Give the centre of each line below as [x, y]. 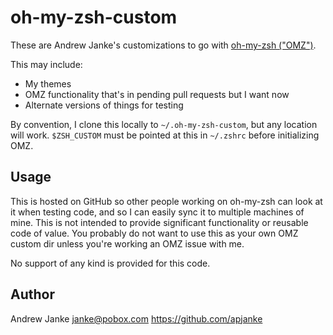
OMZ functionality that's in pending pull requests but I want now [157, 94]
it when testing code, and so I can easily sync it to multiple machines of [157, 212]
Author [32, 294]
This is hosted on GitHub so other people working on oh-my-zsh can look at [166, 201]
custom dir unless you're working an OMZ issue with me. [127, 243]
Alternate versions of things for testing [104, 105]
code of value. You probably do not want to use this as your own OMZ [154, 233]
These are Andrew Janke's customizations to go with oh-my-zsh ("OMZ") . [163, 45]
